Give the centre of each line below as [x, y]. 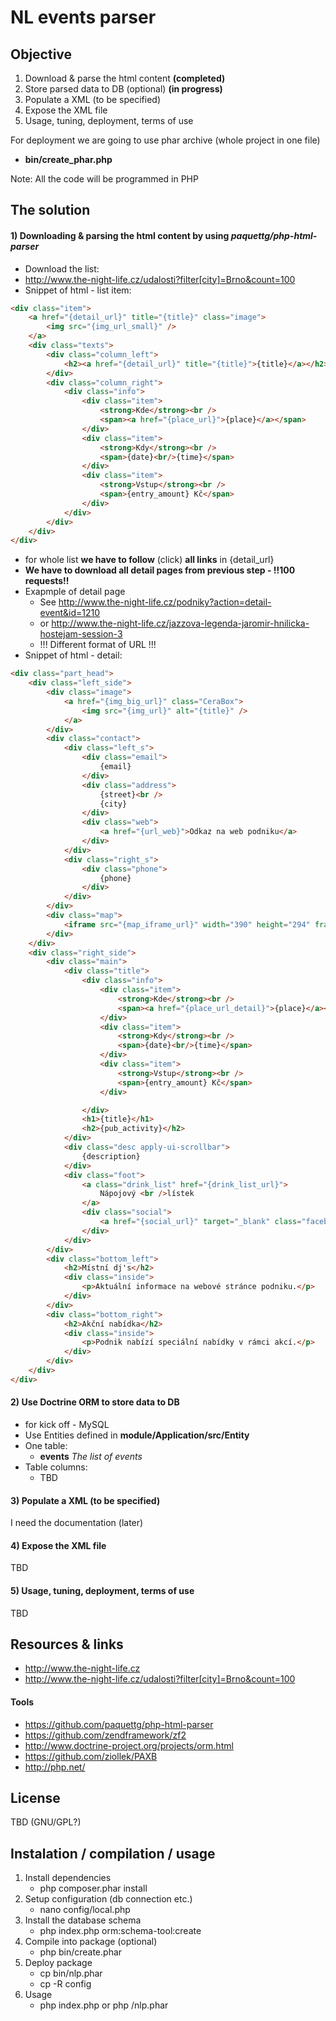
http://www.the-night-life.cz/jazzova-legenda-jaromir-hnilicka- [180, 623]
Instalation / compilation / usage [113, 1853]
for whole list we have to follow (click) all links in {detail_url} [149, 560]
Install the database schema [83, 1920]
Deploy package [58, 1963]
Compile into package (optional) [91, 1942]
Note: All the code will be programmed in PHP [104, 179]
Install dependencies [68, 1878]
